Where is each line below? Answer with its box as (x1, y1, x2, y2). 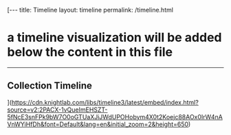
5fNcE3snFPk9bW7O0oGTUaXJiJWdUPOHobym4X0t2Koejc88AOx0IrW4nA (7, 112, 223, 121)
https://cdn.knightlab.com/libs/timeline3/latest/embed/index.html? (11, 98, 199, 106)
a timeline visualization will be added (7, 30, 222, 45)
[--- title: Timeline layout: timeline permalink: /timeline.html (7, 6, 174, 14)
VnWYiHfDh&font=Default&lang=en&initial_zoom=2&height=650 (7, 120, 189, 128)
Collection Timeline (7, 80, 93, 92)
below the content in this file (7, 45, 173, 60)
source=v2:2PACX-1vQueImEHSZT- (7, 106, 108, 114)
